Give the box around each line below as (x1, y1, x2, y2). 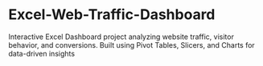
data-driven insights (8, 49, 75, 58)
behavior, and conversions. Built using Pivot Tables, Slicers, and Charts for (8, 40, 255, 49)
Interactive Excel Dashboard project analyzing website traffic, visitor (8, 32, 235, 41)
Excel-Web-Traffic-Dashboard (8, 6, 216, 24)
